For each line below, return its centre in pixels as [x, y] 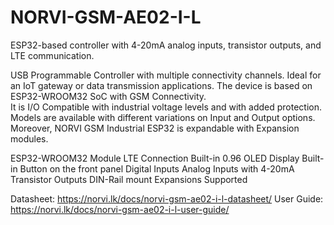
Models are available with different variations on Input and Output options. [163, 117]
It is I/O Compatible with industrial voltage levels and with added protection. [166, 107]
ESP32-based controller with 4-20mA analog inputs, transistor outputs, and [166, 45]
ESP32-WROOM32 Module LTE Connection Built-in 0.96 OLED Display [155, 158]
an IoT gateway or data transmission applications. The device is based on [161, 85]
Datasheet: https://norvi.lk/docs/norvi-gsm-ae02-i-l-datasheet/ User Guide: [167, 198]
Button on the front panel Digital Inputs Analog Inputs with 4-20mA [157, 168]
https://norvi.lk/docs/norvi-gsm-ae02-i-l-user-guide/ [120, 209]
